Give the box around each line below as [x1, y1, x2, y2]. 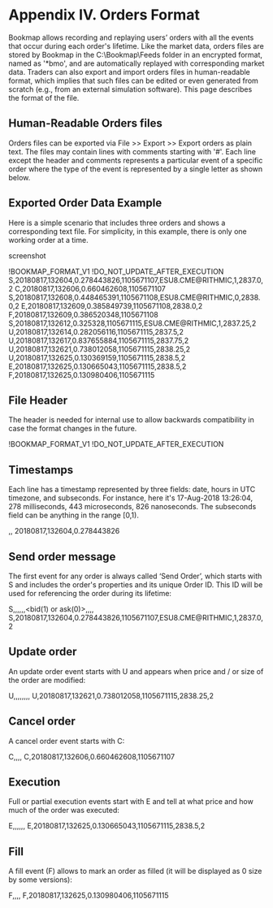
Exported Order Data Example [8, 197, 162, 210]
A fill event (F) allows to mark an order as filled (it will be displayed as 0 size [8, 867, 262, 876]
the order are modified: [8, 675, 86, 685]
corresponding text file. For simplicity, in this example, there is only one [8, 226, 247, 236]
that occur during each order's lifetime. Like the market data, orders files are [8, 41, 264, 50]
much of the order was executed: [8, 806, 120, 815]
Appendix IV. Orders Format [8, 6, 201, 24]
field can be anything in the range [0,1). [8, 510, 140, 521]
